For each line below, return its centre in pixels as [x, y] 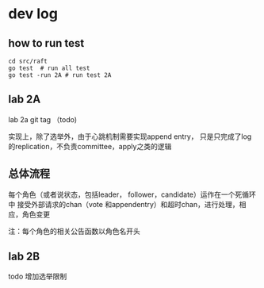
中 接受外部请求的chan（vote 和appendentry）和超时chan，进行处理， [124, 204]
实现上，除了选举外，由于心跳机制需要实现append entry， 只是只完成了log [130, 136]
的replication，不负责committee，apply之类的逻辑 [90, 146]
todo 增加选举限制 [38, 276]
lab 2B [24, 257]
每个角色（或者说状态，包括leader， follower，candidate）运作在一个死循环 [132, 194]
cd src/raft [28, 61]
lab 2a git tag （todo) [43, 119]
